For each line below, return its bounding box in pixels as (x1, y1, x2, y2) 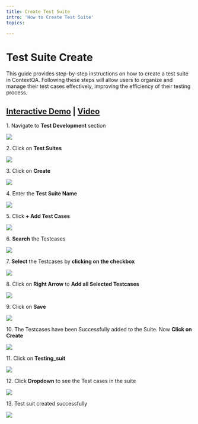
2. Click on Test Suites (6, 145, 62, 152)
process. (6, 89, 28, 96)
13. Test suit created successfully (6, 400, 88, 407)
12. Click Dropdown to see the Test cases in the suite (6, 378, 136, 385)
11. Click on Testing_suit (6, 355, 66, 362)
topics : (6, 20, 25, 26)
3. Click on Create (6, 167, 51, 175)
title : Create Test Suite (6, 8, 70, 15)
